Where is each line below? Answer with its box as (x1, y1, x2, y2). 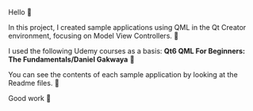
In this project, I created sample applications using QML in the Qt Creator (8, 23, 247, 31)
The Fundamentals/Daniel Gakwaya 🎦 (8, 55, 135, 64)
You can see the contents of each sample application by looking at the (8, 70, 238, 79)
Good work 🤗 (8, 94, 52, 102)
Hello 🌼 (8, 8, 32, 17)
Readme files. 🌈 (8, 79, 59, 87)
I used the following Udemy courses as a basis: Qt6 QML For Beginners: (8, 46, 246, 55)
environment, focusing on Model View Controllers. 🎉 (8, 31, 179, 40)
